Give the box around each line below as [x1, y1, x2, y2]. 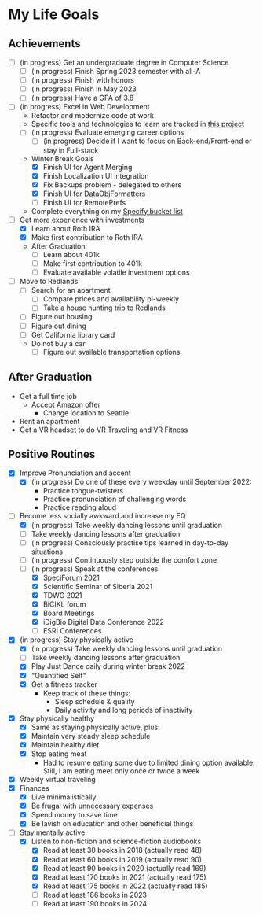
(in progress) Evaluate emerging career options [31, 127, 184, 137]
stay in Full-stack [42, 146, 99, 155]
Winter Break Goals [31, 153, 94, 163]
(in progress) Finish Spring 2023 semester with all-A [31, 67, 201, 76]
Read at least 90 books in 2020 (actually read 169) [42, 863, 206, 873]
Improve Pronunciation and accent [19, 468, 131, 478]
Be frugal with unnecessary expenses [31, 801, 154, 811]
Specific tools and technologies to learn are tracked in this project [31, 120, 245, 129]
